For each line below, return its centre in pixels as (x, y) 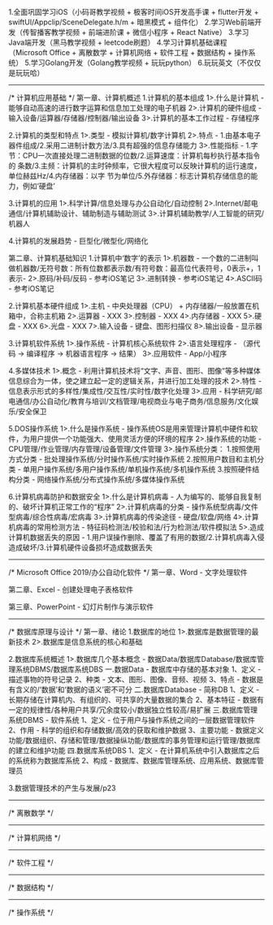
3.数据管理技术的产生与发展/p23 (62, 788)
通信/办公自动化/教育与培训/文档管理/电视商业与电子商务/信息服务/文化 (133, 401)
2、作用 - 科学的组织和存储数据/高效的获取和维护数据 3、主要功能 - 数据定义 (136, 730)
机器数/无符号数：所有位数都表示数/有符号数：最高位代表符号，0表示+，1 (138, 268)
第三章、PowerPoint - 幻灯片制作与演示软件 (81, 607)
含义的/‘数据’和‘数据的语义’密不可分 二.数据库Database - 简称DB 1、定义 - (137, 689)
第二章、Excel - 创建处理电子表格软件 (71, 590)
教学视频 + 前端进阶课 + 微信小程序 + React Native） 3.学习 (150, 32)
